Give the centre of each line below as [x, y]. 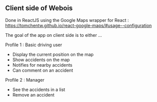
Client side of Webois [39, 8]
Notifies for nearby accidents [42, 65]
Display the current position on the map [53, 54]
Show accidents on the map [41, 60]
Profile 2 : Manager [25, 80]
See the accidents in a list [39, 90]
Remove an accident [33, 95]
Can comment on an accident [43, 70]
